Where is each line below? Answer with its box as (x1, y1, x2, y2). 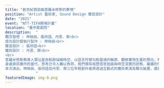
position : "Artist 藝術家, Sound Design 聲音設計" (5, 12, 105, 17)
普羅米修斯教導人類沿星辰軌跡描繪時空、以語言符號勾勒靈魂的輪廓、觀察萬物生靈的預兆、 (5, 57, 158, 62)
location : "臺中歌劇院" (5, 25, 50, 30)
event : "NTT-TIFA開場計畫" (5, 21, 57, 26)
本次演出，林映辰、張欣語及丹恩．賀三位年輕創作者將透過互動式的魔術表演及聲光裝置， (5, 66, 154, 71)
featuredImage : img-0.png (5, 75, 58, 80)
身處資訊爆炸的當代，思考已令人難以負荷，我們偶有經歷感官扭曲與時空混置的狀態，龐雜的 (5, 62, 158, 66)
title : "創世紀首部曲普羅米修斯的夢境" (5, 7, 76, 12)
